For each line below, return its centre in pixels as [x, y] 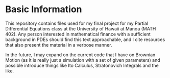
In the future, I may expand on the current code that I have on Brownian [80, 55]
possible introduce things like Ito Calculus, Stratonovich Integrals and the [82, 65]
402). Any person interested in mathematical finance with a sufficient [78, 34]
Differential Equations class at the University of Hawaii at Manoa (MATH [81, 28]
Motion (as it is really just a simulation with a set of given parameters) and [83, 60]
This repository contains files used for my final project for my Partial [77, 23]
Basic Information [44, 9]
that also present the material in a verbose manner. [59, 45]
